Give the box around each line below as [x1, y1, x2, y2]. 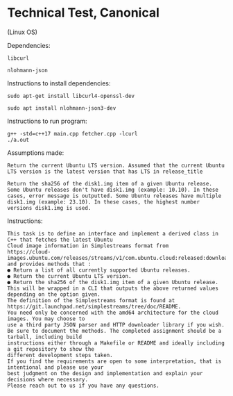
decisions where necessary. [7, 376, 89, 383]
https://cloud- [7, 248, 51, 255]
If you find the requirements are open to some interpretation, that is [7, 358, 222, 365]
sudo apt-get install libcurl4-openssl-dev [7, 92, 135, 99]
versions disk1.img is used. [7, 204, 92, 211]
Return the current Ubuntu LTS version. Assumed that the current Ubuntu [7, 162, 225, 169]
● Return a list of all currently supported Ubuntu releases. [7, 266, 191, 274]
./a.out [7, 136, 30, 143]
